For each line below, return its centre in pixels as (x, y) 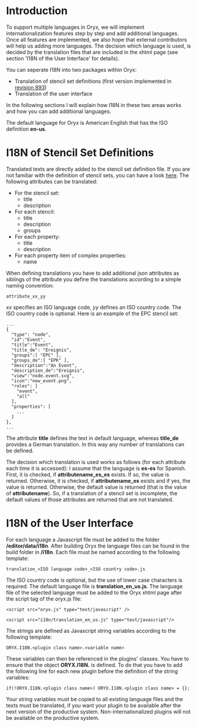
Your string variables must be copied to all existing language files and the (95, 699)
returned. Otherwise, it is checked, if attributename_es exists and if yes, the (98, 481)
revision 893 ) (30, 87)
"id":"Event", (28, 339)
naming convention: (30, 285)
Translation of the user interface (53, 94)
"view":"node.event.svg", (43, 376)
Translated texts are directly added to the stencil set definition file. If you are (98, 169)
